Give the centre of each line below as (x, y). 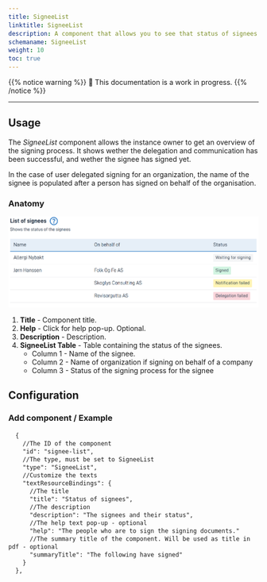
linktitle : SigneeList (46, 25)
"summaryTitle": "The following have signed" (106, 555)
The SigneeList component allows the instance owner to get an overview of (132, 142)
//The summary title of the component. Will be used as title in (139, 539)
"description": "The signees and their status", (111, 515)
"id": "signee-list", (58, 451)
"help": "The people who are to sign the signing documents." (134, 531)
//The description (60, 507)
